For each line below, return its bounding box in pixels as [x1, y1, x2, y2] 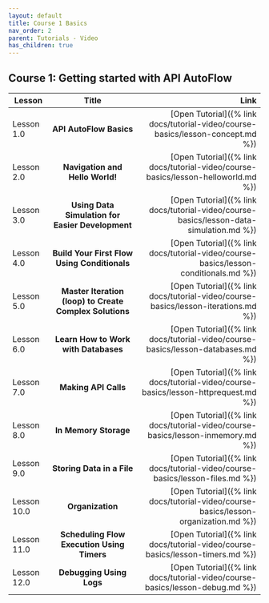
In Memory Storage [54, 424, 130, 436]
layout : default [8, 11, 62, 20]
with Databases [62, 344, 123, 355]
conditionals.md [180, 267, 241, 279]
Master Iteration [61, 285, 124, 296]
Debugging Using [58, 566, 126, 577]
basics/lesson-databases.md [146, 344, 257, 355]
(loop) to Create [61, 295, 124, 307]
